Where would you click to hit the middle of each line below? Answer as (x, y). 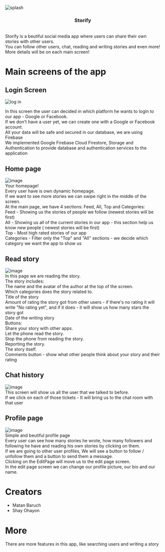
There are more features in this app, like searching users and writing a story (82, 544)
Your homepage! (22, 186)
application (16, 153)
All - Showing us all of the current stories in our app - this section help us (79, 223)
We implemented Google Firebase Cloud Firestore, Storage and (69, 143)
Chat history (25, 375)
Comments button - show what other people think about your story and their (82, 354)
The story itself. (21, 349)
